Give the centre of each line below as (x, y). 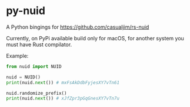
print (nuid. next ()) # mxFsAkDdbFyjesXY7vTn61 (63, 82)
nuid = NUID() (24, 77)
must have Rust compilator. (39, 44)
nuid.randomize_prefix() (36, 93)
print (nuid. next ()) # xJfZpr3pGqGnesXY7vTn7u (63, 99)
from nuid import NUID (34, 66)
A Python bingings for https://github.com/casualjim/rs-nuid (78, 27)
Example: (17, 56)
